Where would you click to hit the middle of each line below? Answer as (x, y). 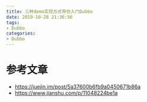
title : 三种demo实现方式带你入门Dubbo (49, 11)
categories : (21, 34)
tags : (13, 22)
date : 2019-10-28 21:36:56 (39, 17)
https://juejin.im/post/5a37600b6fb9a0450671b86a (78, 87)
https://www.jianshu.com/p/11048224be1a (66, 93)
